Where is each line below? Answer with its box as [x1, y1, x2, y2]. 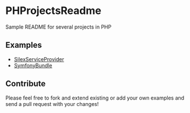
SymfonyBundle [13, 62, 52, 69]
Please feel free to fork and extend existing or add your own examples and [5, 94, 185, 101]
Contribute [5, 79, 46, 89]
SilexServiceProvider [13, 55, 65, 62]
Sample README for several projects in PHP [5, 23, 112, 30]
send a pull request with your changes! [5, 100, 99, 107]
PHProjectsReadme [5, 4, 101, 17]
